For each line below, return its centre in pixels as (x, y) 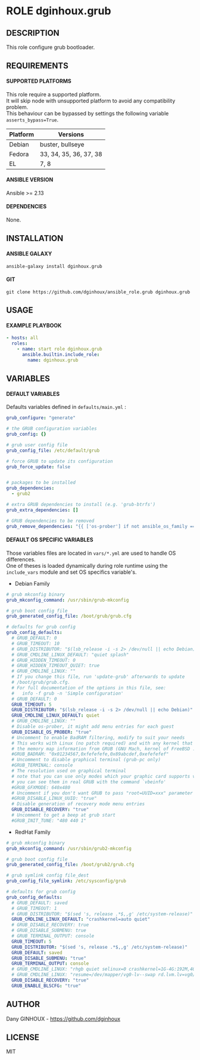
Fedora (19, 154)
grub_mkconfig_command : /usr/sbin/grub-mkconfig (68, 600)
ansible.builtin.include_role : (61, 355)
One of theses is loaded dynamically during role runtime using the (87, 565)
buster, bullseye (62, 144)
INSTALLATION (35, 238)
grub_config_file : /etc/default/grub (53, 451)
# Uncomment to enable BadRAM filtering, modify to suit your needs (98, 737)
